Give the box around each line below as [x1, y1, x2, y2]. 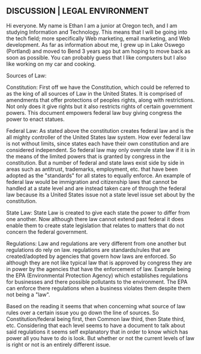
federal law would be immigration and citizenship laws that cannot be [6, 178, 178, 185]
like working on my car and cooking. [6, 60, 96, 67]
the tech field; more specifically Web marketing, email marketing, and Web [6, 34, 191, 42]
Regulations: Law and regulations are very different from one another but [6, 240, 187, 247]
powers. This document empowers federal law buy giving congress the [6, 109, 182, 116]
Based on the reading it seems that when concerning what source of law [6, 302, 186, 310]
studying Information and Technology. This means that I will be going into [6, 28, 188, 35]
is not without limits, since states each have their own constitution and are [6, 139, 189, 147]
